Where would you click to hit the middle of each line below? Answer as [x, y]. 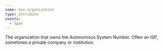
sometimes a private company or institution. [50, 43]
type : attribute [22, 14]
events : [13, 19]
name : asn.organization [30, 10]
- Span [16, 23]
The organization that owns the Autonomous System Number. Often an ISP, [81, 37]
